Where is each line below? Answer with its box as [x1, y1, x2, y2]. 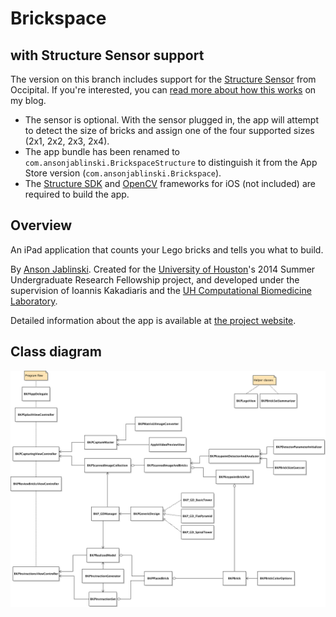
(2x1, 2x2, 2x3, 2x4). [24, 135, 110, 147]
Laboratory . [10, 295, 58, 307]
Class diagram [10, 343, 102, 361]
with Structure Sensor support [10, 47, 205, 64]
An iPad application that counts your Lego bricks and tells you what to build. [10, 243, 324, 256]
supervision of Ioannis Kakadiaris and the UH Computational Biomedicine [10, 284, 312, 296]
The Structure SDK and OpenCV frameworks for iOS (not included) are [24, 178, 316, 189]
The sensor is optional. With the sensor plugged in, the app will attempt [24, 114, 319, 126]
